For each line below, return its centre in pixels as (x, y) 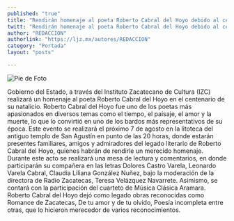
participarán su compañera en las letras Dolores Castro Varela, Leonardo (112, 165)
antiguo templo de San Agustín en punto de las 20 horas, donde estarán (110, 136)
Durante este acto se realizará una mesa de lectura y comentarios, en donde (117, 158)
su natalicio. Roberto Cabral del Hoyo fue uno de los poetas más (100, 106)
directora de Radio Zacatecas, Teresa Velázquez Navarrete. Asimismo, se (112, 180)
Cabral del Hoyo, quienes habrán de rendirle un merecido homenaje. (106, 151)
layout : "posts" (31, 53)
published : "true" (34, 14)
